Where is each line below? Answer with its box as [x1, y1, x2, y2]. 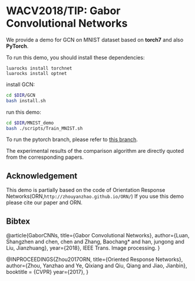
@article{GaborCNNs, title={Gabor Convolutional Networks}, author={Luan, [6, 232, 190, 239]
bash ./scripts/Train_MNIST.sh [6, 125, 83, 131]
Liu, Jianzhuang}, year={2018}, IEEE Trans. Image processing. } [6, 244, 160, 251]
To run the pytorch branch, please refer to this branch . [6, 136, 138, 143]
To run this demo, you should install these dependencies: [6, 54, 145, 61]
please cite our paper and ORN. [6, 199, 82, 206]
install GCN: [6, 81, 35, 88]
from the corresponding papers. [6, 153, 84, 161]
